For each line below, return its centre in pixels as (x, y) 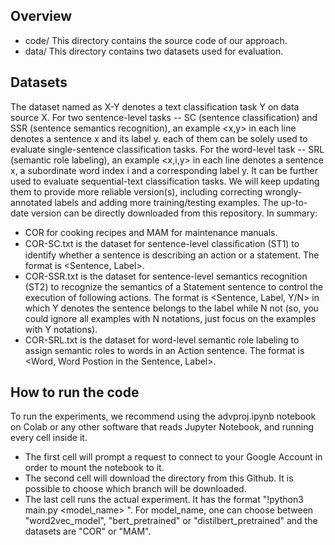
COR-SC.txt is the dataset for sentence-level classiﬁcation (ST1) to (162, 243)
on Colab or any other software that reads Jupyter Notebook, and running (162, 427)
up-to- (294, 202)
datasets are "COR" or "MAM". (88, 531)
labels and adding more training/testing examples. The (166, 202)
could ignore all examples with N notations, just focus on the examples (170, 318)
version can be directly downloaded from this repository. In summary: (174, 213)
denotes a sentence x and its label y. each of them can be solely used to (159, 138)
